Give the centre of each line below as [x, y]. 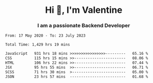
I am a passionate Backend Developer [84, 26]
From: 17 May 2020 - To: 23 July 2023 [45, 36]
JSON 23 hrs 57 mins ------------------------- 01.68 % [77, 77]
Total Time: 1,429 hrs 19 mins [38, 45]
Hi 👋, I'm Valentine [84, 10]
